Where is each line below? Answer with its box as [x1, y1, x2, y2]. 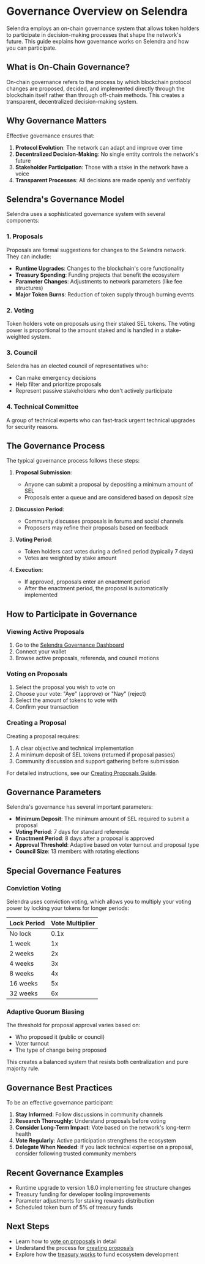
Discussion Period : [15, 506, 64, 513]
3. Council [6, 348, 38, 356]
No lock [9, 930, 32, 938]
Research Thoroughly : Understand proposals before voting [15, 1117, 166, 1125]
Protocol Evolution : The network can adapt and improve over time [15, 144, 183, 151]
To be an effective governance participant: [6, 1099, 114, 1106]
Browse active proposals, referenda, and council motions [15, 655, 159, 662]
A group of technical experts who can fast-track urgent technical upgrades [6, 416, 196, 424]
